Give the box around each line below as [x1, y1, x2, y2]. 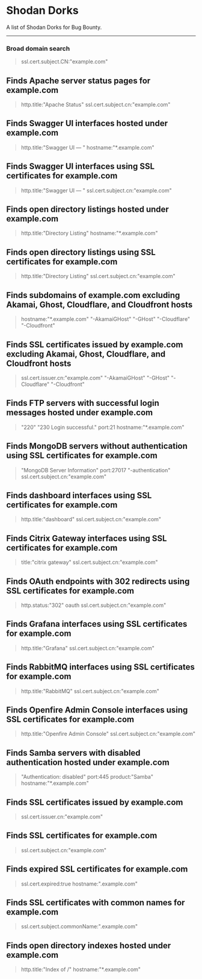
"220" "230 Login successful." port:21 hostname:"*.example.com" [20, 423, 185, 431]
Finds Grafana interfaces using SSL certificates [6, 619, 188, 629]
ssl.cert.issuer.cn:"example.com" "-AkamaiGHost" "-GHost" [20, 374, 170, 381]
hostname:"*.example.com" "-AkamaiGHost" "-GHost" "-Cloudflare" [20, 315, 191, 323]
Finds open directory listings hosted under [6, 204, 170, 215]
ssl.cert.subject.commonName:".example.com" [20, 923, 138, 930]
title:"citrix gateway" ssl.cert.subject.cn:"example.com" [20, 559, 158, 566]
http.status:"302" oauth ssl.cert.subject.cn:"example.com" [20, 601, 167, 609]
